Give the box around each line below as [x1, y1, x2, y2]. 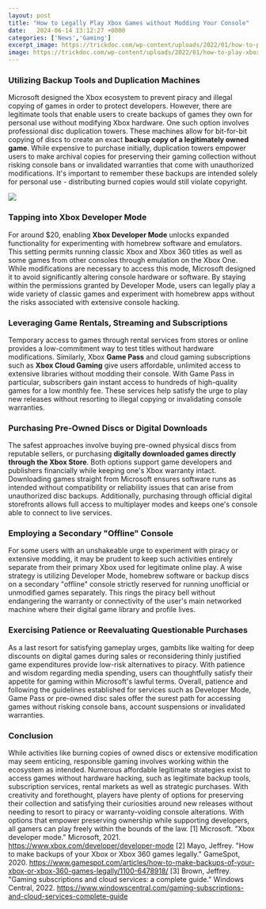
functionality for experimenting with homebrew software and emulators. [8, 238, 243, 248]
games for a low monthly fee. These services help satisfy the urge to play [8, 386, 248, 395]
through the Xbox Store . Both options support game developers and [8, 457, 232, 467]
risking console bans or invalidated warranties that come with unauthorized [8, 160, 254, 170]
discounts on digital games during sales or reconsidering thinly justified [8, 651, 241, 661]
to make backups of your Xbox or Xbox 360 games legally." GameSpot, [8, 849, 240, 859]
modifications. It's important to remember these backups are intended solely [8, 168, 258, 179]
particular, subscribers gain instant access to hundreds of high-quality [8, 377, 237, 387]
